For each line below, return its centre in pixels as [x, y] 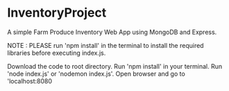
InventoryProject [57, 13]
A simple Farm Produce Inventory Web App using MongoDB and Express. [112, 32]
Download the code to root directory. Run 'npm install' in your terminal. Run [115, 66]
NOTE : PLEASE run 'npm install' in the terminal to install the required [105, 45]
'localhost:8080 [30, 81]
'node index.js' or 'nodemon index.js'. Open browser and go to [96, 74]
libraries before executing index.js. [57, 53]
